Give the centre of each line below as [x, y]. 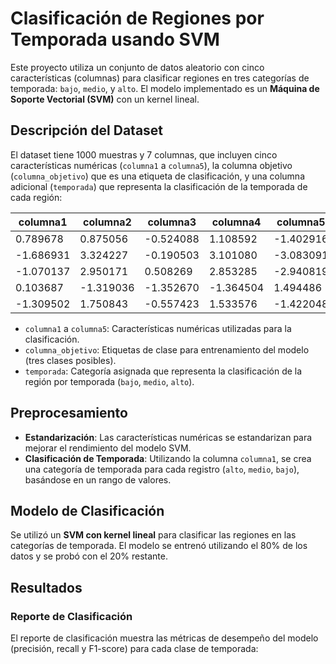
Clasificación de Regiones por [137, 18]
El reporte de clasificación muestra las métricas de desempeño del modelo [164, 638]
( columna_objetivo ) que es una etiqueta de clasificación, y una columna [157, 176]
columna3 [172, 222]
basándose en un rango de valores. [98, 479]
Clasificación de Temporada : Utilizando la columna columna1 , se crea [168, 458]
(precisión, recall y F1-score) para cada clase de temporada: [134, 649]
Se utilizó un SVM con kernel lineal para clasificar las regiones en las [153, 535]
